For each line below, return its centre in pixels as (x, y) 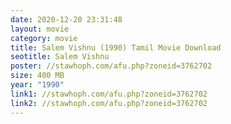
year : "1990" (37, 85)
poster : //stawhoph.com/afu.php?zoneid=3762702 (111, 66)
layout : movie (40, 29)
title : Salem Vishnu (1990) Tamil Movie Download (116, 47)
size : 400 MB (37, 76)
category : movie (44, 38)
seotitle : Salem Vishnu (60, 57)
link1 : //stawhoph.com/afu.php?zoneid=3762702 (109, 94)
